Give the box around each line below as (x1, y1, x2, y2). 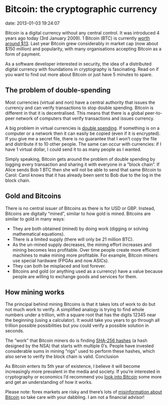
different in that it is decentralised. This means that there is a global (5, 110, 144, 116)
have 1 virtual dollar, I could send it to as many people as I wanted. (5, 146, 141, 152)
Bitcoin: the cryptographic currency (5, 4, 157, 15)
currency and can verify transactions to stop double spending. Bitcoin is (5, 104, 154, 111)
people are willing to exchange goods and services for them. (12, 273, 137, 279)
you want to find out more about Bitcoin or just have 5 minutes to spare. (5, 71, 153, 77)
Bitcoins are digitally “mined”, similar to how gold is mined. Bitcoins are (5, 211, 151, 217)
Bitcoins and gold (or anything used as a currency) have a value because (12, 268, 163, 274)
